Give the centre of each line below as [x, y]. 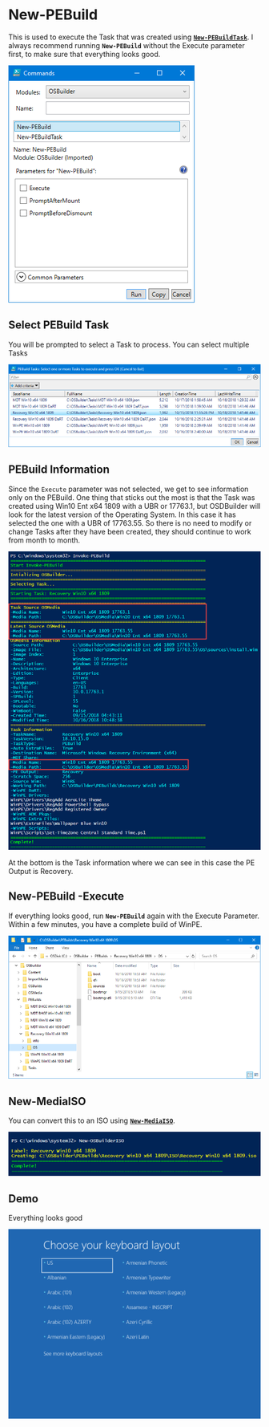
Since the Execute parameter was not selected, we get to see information [128, 489]
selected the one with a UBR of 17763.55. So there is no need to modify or [130, 522]
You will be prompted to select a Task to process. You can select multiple [129, 344]
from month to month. [44, 540]
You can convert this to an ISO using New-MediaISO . [92, 1120]
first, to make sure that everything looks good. [84, 54]
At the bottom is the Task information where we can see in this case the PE [132, 863]
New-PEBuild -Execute [66, 896]
